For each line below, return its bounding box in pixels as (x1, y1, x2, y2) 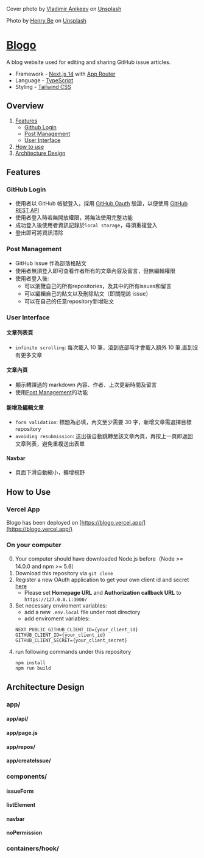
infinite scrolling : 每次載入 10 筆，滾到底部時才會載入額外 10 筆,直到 (15, 344, 193, 351)
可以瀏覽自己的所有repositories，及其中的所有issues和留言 (24, 282, 172, 289)
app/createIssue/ (6, 757, 51, 764)
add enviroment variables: (24, 615, 90, 622)
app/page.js (6, 729, 38, 736)
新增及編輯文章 (6, 403, 44, 411)
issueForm (6, 787, 34, 795)
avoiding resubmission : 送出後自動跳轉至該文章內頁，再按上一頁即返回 (15, 433, 194, 440)
